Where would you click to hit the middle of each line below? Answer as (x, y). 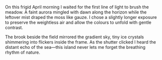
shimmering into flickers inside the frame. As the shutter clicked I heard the (81, 42)
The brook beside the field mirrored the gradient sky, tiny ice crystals (74, 37)
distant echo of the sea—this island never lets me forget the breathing (75, 47)
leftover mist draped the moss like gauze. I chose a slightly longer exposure (81, 17)
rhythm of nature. (23, 52)
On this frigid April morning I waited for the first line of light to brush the (77, 7)
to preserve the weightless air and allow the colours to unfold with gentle (78, 22)
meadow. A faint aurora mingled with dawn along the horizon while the (76, 12)
